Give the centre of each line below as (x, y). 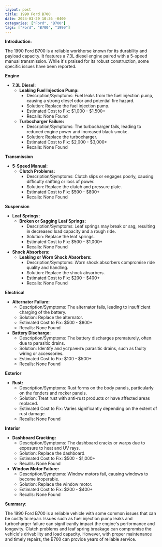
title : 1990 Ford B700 (28, 14)
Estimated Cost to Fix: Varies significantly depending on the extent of (88, 408)
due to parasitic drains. (42, 343)
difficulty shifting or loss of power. (60, 182)
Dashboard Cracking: (34, 438)
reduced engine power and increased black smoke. (78, 132)
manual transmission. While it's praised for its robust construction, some (77, 61)
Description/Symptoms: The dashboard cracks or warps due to (82, 443)
